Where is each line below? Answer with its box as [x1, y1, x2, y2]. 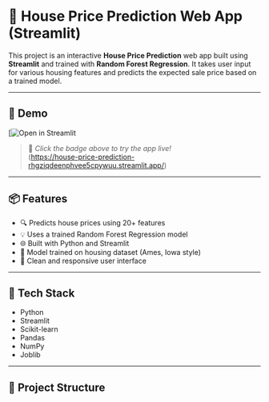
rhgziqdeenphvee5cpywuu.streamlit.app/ [27, 160, 164, 170]
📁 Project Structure [8, 380, 106, 394]
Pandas [19, 333, 46, 343]
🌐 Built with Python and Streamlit [19, 238, 130, 248]
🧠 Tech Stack [8, 286, 75, 300]
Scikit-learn [19, 324, 58, 334]
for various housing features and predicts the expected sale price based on [8, 67, 257, 77]
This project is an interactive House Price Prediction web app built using [8, 50, 248, 60]
